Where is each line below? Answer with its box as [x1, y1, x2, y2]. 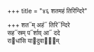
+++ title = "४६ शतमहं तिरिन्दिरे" [7, 7, 88, 15]
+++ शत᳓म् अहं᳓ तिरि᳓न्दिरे [7, 21, 70, 29]
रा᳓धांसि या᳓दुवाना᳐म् [7, 37, 60, 45]
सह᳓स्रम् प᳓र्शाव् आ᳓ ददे [7, 29, 60, 37]
